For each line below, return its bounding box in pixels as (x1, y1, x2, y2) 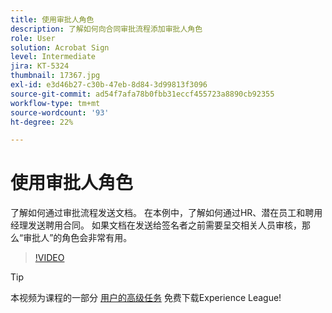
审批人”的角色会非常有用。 (23, 232, 133, 244)
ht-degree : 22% (10, 117, 74, 127)
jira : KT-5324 (10, 61, 70, 71)
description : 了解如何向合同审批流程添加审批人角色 (10, 24, 203, 34)
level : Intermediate (10, 52, 97, 62)
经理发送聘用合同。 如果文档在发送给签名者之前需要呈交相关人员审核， (10, 219, 302, 231)
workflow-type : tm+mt (10, 98, 101, 108)
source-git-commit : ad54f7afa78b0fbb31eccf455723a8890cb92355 (10, 89, 275, 99)
